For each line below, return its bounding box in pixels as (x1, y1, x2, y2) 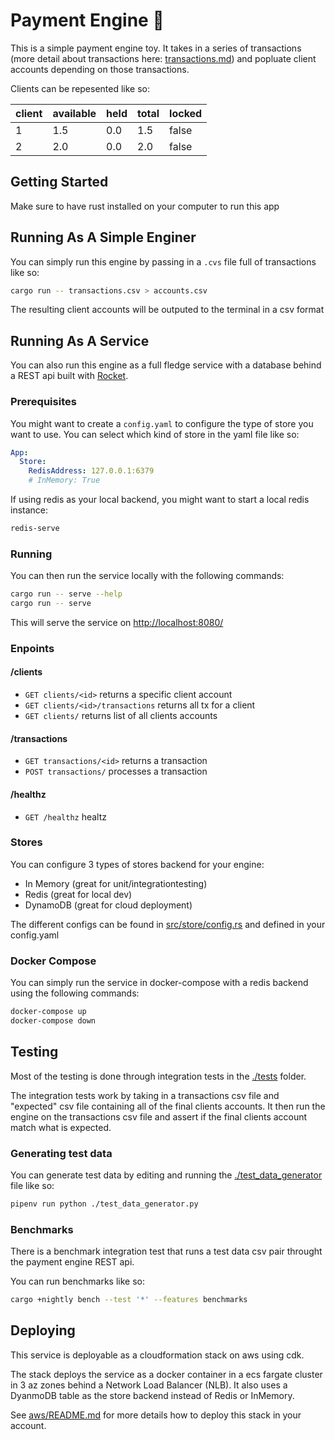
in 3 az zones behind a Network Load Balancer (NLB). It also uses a (10, 1379, 288, 1391)
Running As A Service (10, 332, 150, 349)
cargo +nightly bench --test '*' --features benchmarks (10, 1295, 248, 1305)
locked (169, 106, 203, 120)
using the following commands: (10, 987, 140, 999)
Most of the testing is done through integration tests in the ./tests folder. (10, 1070, 307, 1082)
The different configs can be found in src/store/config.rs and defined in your (10, 918, 326, 930)
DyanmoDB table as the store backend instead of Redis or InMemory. (10, 1389, 295, 1401)
